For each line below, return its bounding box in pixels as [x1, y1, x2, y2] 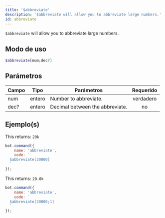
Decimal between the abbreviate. [50, 103, 128, 110]
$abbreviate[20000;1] [9, 199, 55, 204]
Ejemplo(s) [5, 120, 40, 129]
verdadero [132, 95, 157, 102]
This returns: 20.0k [5, 175, 44, 181]
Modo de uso [5, 44, 46, 53]
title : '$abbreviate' [5, 7, 50, 12]
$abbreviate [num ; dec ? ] [5, 58, 52, 63]
